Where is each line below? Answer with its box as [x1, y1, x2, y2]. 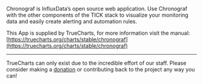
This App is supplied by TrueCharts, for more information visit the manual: [6, 29, 190, 37]
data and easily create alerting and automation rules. [6, 18, 137, 25]
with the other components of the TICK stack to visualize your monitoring [6, 11, 188, 19]
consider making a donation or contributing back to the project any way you [6, 66, 195, 73]
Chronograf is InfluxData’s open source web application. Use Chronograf [6, 5, 188, 12]
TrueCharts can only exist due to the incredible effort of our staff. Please [6, 59, 187, 67]
